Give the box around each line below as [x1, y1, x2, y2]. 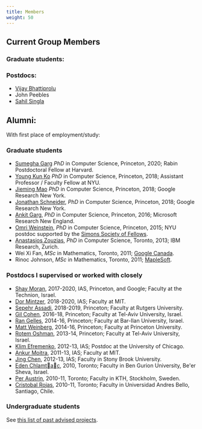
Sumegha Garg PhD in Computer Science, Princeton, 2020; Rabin [14, 160, 178, 167]
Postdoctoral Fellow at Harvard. [14, 167, 93, 174]
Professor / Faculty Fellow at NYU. [14, 179, 101, 186]
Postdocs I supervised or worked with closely [6, 271, 143, 279]
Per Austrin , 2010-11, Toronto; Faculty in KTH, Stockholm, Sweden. [14, 375, 181, 382]
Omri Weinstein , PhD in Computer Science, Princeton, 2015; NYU [14, 224, 177, 231]
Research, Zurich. [14, 243, 59, 250]
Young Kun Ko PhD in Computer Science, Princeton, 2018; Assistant [14, 173, 184, 180]
